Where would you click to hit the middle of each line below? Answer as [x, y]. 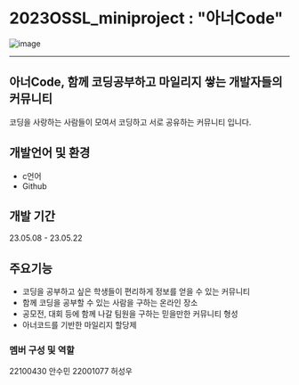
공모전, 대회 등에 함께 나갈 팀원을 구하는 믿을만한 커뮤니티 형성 [130, 314]
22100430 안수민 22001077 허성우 [71, 372]
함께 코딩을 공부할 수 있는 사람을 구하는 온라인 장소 [110, 303]
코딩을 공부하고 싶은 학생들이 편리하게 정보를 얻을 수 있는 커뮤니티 [136, 291]
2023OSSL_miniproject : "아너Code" [146, 18]
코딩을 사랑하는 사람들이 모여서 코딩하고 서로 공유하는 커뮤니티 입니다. [130, 122]
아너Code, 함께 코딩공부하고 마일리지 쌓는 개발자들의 [146, 82]
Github [34, 186]
